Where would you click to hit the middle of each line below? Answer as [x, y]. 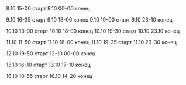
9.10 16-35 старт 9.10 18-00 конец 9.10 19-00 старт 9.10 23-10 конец [89, 20]
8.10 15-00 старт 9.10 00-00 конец [48, 8]
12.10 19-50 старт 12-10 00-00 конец [51, 54]
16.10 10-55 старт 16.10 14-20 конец [49, 76]
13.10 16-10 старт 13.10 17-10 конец [48, 65]
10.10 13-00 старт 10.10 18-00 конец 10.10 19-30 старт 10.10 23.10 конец [93, 31]
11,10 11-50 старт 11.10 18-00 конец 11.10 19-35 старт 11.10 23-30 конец [92, 42]
